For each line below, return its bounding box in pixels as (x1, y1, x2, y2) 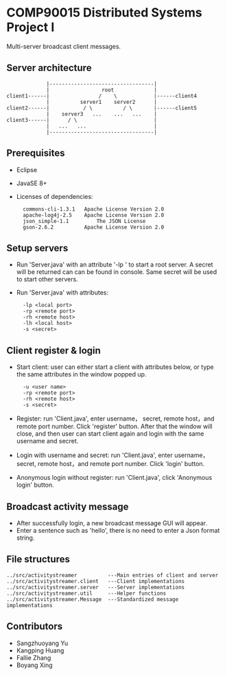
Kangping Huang (16, 646, 64, 655)
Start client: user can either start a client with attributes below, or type (16, 363, 214, 371)
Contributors (6, 621, 63, 633)
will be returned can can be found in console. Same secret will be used (16, 268, 217, 276)
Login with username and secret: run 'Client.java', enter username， (16, 451, 209, 459)
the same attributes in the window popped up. (16, 370, 147, 379)
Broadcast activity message (6, 500, 129, 512)
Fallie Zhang (16, 653, 51, 662)
